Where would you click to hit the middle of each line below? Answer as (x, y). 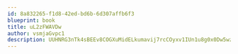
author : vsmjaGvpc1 (36, 33)
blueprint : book (31, 20)
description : (27, 40)
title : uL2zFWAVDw (34, 27)
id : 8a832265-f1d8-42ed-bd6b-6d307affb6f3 (71, 14)
